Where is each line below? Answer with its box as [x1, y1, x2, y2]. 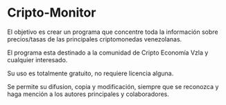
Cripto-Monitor [7, 5, 96, 21]
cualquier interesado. [7, 55, 68, 64]
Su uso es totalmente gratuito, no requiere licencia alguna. [7, 69, 174, 77]
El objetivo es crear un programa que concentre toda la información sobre [7, 28, 218, 36]
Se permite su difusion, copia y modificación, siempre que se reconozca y [7, 82, 219, 90]
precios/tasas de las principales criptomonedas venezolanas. [7, 35, 182, 43]
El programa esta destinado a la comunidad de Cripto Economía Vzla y [7, 48, 209, 57]
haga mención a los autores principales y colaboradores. [7, 90, 170, 98]
